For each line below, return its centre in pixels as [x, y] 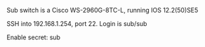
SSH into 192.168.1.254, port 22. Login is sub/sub [77, 23]
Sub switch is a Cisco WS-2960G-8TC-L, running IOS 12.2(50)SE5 [102, 10]
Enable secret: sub [34, 37]
